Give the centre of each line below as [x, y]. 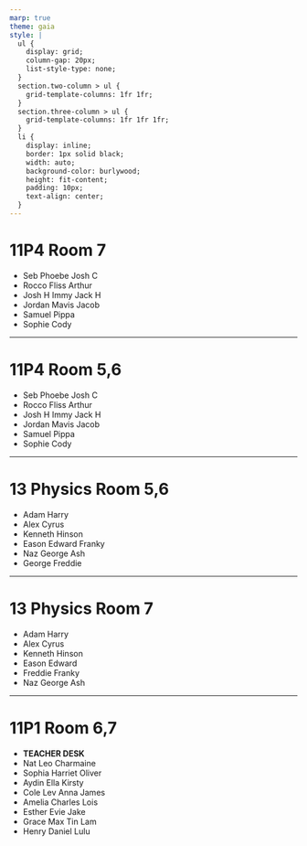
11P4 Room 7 [58, 250]
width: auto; [51, 162]
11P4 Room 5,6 [65, 369]
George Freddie [52, 562]
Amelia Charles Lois [60, 802]
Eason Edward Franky [64, 543]
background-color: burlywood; [84, 171]
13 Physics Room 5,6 [89, 489]
